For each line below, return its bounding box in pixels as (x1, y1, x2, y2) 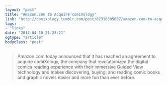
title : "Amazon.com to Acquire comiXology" (5, 12, 97, 17)
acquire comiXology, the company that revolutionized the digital (17, 58, 148, 65)
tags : (5, 21, 16, 26)
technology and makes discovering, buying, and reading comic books (17, 69, 160, 75)
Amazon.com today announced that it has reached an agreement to (17, 53, 156, 59)
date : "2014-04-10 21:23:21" (5, 30, 66, 35)
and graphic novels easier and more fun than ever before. (17, 74, 136, 80)
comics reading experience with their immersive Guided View (17, 64, 143, 70)
